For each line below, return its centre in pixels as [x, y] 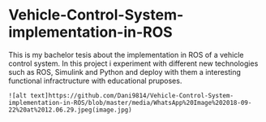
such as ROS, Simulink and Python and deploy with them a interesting [125, 72]
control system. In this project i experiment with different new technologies [133, 63]
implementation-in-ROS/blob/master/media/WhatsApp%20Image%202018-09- [130, 102]
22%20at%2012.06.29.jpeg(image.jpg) [70, 110]
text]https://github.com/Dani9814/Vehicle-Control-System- [131, 95]
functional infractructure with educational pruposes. [95, 81]
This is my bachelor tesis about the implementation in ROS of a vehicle [126, 54]
